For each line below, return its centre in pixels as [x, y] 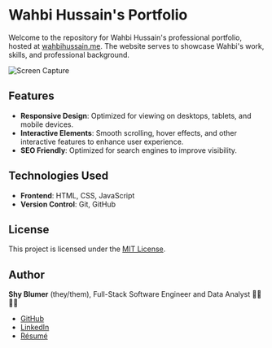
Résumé [34, 336]
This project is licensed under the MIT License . [87, 249]
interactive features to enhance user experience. [102, 141]
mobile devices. [47, 124]
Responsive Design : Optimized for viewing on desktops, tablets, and [136, 115]
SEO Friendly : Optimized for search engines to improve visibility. [129, 150]
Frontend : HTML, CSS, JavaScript [77, 195]
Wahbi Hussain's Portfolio [98, 15]
